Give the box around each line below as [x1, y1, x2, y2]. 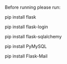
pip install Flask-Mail [5, 53, 48, 59]
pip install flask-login [5, 24, 49, 30]
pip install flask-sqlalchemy [5, 34, 62, 39]
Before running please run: [5, 5, 61, 10]
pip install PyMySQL [5, 43, 47, 49]
